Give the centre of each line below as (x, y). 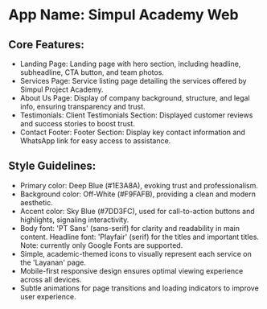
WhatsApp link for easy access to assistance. (95, 141)
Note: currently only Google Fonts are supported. (101, 245)
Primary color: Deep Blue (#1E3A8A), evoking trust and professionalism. (139, 185)
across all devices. (51, 279)
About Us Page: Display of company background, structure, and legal (135, 98)
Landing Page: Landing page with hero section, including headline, (130, 64)
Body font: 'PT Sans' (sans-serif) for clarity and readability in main (129, 228)
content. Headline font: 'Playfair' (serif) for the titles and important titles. (140, 237)
